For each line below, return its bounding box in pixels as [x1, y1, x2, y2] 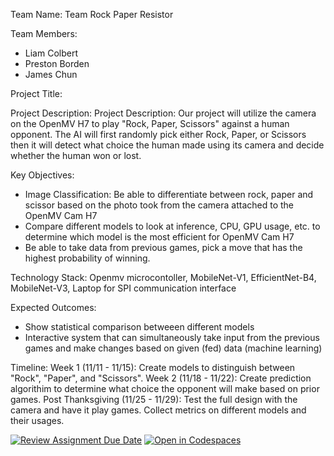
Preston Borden [24, 58, 90, 69]
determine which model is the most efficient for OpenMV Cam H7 [24, 231, 295, 243]
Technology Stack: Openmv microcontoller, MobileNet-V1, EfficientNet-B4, [10, 272, 317, 283]
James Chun [24, 69, 78, 80]
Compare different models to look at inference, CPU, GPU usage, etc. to [24, 220, 321, 232]
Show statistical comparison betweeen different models [24, 321, 255, 333]
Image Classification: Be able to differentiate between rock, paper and [24, 189, 314, 200]
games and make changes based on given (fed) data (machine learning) [24, 342, 323, 354]
